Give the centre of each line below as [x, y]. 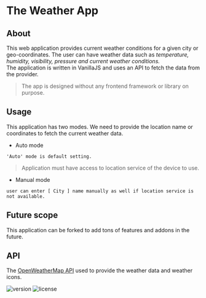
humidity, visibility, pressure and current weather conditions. [83, 61]
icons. [14, 277]
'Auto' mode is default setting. [49, 156]
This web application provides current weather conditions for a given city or [102, 48]
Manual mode [33, 179]
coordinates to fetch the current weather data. [65, 133]
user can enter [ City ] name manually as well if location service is [100, 191]
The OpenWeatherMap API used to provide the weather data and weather [100, 270]
